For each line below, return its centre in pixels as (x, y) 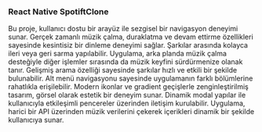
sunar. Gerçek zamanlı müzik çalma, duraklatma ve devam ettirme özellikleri (131, 37)
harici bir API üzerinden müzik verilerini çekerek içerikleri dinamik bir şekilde (131, 112)
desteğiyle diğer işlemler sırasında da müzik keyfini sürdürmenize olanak (126, 62)
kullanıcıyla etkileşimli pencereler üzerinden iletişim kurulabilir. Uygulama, (127, 103)
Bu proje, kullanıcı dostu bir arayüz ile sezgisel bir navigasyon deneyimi (123, 29)
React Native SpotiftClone (58, 12)
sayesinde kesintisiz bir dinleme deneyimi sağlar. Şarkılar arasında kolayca (128, 45)
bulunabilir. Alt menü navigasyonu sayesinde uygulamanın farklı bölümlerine (131, 78)
